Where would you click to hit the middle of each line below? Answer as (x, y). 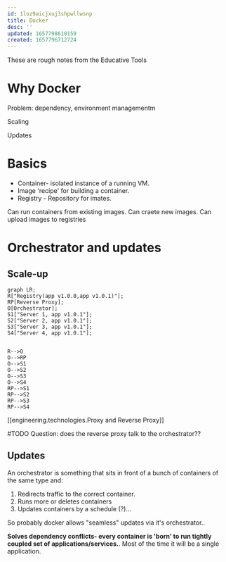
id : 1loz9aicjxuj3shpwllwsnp (50, 14)
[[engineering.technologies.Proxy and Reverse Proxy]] (86, 420)
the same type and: (35, 480)
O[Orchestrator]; (33, 308)
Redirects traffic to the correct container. (76, 494)
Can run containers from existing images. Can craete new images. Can (109, 212)
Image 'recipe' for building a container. (73, 191)
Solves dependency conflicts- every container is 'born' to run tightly (109, 536)
